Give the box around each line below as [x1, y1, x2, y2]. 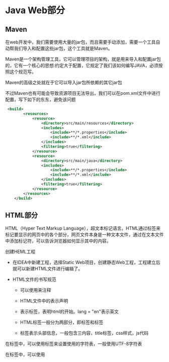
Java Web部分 [5, 5, 65, 16]
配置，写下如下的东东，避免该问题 [5, 96, 76, 102]
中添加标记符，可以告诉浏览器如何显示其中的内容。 [5, 238, 111, 244]
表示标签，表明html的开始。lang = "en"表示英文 [20, 308, 119, 315]
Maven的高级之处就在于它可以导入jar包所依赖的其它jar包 [5, 79, 122, 85]
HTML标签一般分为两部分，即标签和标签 [20, 319, 104, 326]
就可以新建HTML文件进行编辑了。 [12, 266, 83, 272]
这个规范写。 [9, 69, 36, 75]
